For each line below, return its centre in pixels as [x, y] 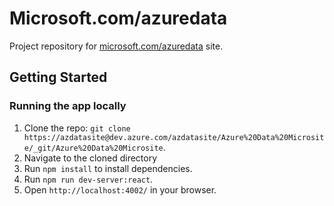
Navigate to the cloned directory [90, 158]
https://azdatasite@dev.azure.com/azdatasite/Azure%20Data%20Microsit [174, 137]
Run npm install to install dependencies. [108, 168]
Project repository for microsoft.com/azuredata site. [116, 46]
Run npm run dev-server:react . [88, 179]
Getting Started [58, 77]
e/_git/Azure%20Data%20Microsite [93, 148]
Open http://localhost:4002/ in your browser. [120, 189]
